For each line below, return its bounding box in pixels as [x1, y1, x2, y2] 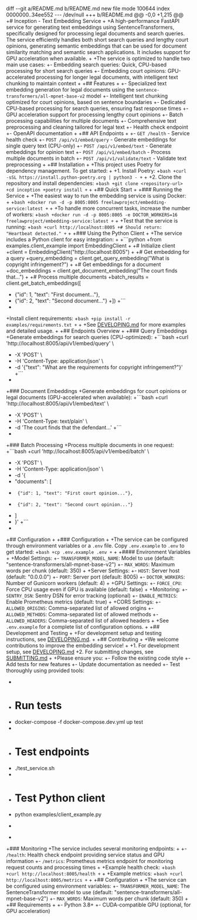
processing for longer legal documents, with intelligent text [36, 73, 178, 80]
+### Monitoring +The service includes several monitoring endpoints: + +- [6, 845, 187, 852]
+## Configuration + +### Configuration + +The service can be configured [6, 536, 188, 543]
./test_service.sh [14, 764, 55, 771]
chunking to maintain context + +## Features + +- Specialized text [6, 80, 167, 87]
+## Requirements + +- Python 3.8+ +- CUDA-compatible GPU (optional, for [6, 901, 191, 908]
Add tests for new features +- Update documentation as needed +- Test [6, 661, 181, 667]
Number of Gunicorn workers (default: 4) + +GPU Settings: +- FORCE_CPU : [6, 580, 182, 586]
